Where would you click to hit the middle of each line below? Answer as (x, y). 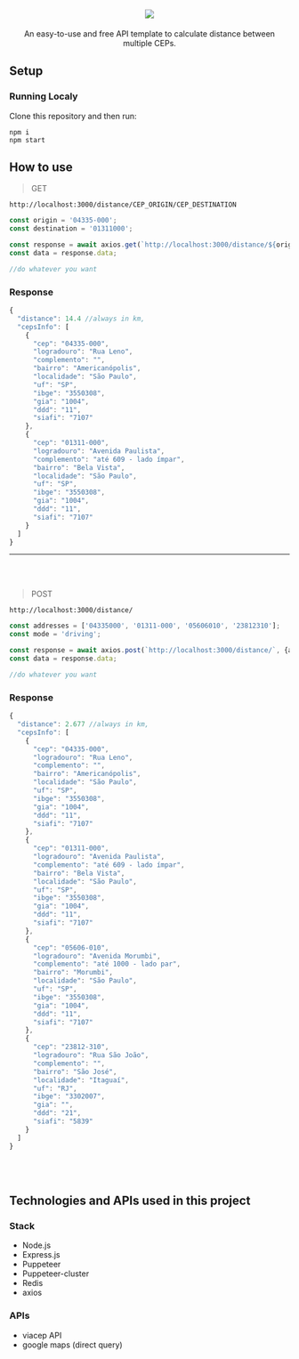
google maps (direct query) (72, 1345)
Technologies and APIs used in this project (130, 1200)
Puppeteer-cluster (56, 1274)
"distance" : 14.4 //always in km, (81, 319)
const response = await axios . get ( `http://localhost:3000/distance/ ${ (143, 245)
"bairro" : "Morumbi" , (73, 973)
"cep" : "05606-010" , (71, 948)
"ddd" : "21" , (57, 1113)
